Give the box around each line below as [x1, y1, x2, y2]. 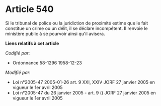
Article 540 [5, 3, 54, 15]
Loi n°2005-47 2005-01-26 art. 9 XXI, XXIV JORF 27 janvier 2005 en [12, 79, 155, 85]
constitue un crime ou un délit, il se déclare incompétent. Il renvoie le [5, 25, 148, 31]
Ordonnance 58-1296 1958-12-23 [12, 59, 82, 65]
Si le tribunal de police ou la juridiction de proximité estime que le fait [5, 20, 148, 26]
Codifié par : [5, 50, 30, 56]
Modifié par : [5, 69, 31, 75]
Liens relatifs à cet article [5, 40, 59, 46]
